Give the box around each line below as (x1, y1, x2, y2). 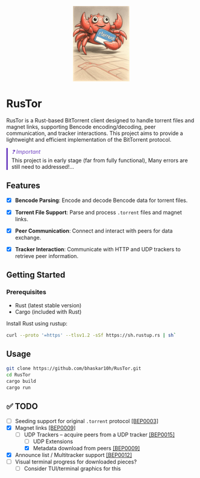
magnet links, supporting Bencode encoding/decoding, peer (6, 123, 156, 130)
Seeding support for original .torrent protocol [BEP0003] (14, 417, 158, 424)
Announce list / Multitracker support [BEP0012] (14, 451, 133, 458)
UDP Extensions (33, 438, 73, 445)
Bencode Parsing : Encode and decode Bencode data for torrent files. (14, 197, 188, 204)
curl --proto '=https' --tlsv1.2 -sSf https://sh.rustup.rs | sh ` (6, 332, 177, 338)
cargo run (6, 385, 31, 391)
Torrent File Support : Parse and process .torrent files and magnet (14, 209, 183, 216)
